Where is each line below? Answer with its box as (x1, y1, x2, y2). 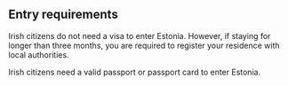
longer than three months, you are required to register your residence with (8, 40, 281, 51)
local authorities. (8, 49, 69, 60)
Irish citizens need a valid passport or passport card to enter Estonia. (8, 66, 261, 77)
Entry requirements (8, 7, 119, 22)
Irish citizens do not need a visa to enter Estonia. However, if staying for (8, 30, 271, 41)
